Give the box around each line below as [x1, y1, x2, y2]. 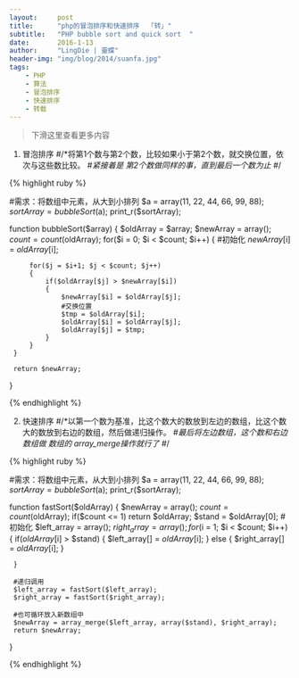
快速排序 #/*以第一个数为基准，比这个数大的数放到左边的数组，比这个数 [21, 416, 287, 426]
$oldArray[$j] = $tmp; [61, 326, 145, 335]
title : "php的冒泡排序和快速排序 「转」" [9, 21, 172, 30]
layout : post [9, 12, 74, 22]
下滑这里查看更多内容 [30, 130, 110, 141]
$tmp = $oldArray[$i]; [61, 310, 145, 319]
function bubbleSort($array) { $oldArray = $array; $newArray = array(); [9, 224, 272, 235]
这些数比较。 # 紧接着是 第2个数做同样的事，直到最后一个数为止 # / [37, 160, 281, 170]
